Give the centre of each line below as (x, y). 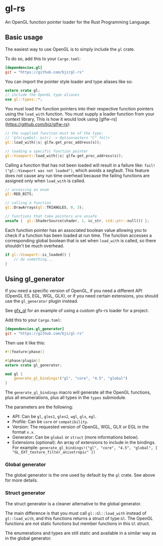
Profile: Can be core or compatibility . (50, 422)
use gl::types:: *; (24, 100)
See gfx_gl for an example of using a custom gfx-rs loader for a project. (77, 311)
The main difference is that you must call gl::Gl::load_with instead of (76, 513)
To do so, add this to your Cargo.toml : (43, 59)
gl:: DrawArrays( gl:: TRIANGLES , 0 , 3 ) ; (44, 208)
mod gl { (14, 374)
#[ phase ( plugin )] (23, 360)
